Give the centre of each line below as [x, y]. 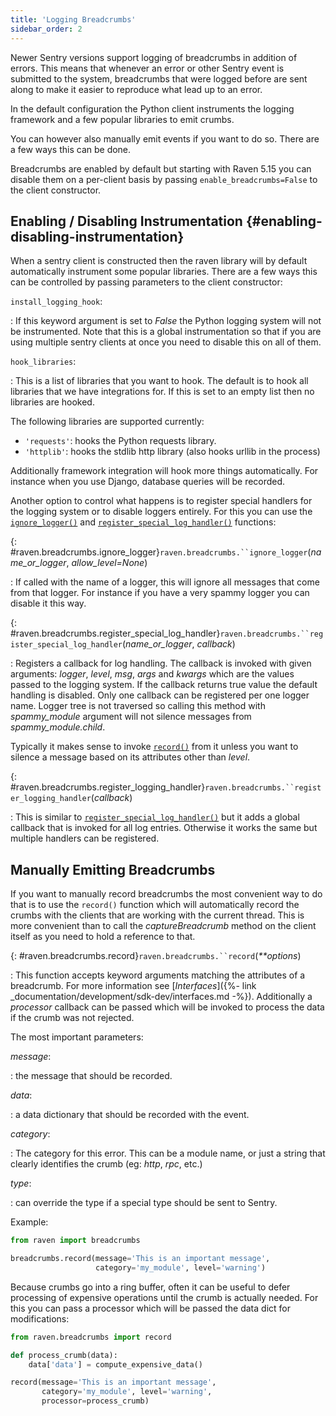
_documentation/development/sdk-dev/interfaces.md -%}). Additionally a [161, 997]
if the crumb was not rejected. [72, 1018]
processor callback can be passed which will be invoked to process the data [167, 1007]
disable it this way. [48, 603]
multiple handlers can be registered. [85, 838]
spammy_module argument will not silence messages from [131, 717]
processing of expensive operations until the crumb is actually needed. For [164, 1297]
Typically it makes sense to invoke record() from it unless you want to [154, 747]
